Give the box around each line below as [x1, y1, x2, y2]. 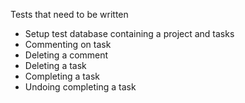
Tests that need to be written [10, 9, 129, 20]
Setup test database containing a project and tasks [24, 28, 235, 39]
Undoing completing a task [24, 81, 137, 93]
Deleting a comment [24, 49, 109, 61]
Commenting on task [24, 39, 112, 50]
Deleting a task [24, 60, 87, 71]
